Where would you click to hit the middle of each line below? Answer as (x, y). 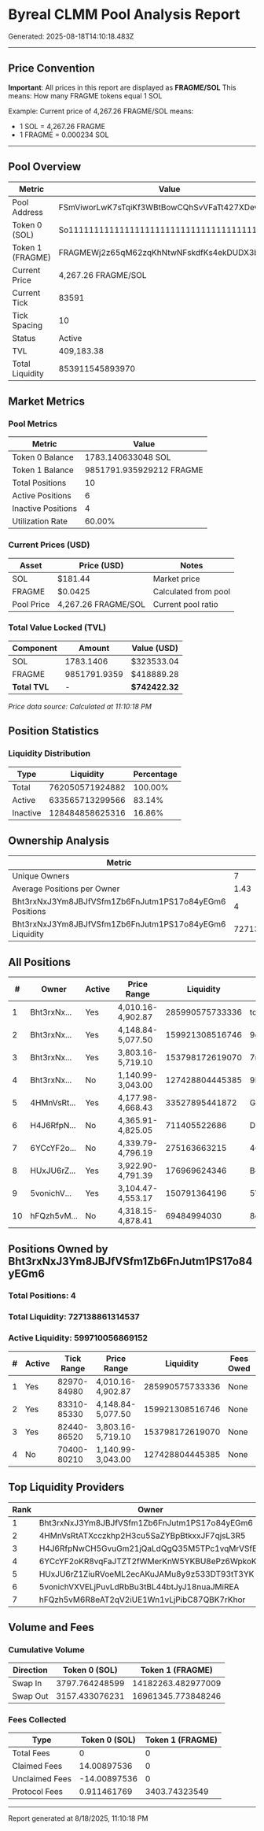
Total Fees (31, 1753)
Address (27, 212)
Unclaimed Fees (42, 1779)
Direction (31, 1670)
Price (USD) (101, 565)
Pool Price (31, 604)
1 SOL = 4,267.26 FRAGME (62, 126)
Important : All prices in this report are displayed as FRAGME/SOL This (122, 87)
